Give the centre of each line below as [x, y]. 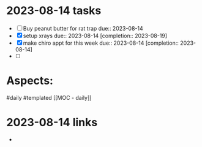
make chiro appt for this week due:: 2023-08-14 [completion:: [101, 43]
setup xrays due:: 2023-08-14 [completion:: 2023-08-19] [95, 36]
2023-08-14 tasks [54, 11]
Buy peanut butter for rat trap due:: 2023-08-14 [83, 28]
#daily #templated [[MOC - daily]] [49, 97]
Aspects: [30, 81]
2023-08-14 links [52, 123]
